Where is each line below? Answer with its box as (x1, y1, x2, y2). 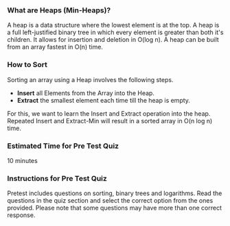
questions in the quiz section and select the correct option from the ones (7, 197, 214, 205)
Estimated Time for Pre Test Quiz (7, 141, 119, 151)
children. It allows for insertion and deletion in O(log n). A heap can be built (7, 36, 220, 44)
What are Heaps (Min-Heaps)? (7, 5, 111, 15)
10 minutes (7, 156, 38, 164)
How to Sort (7, 60, 48, 70)
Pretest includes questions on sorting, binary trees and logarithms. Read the (7, 189, 222, 197)
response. (7, 211, 36, 219)
